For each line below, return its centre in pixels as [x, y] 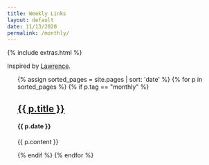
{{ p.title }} [41, 108]
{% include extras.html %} [45, 53]
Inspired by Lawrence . [39, 66]
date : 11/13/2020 [32, 26]
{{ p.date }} [34, 126]
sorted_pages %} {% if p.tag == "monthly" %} [83, 87]
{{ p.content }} [38, 141]
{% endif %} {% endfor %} [55, 155]
